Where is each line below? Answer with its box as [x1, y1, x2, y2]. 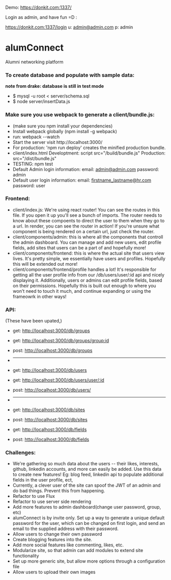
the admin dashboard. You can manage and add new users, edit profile [12, 239, 162, 245]
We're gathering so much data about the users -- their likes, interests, [12, 461, 159, 467]
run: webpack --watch [12, 134, 60, 140]
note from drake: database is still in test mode [5, 83, 104, 89]
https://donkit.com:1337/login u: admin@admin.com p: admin [5, 24, 133, 30]
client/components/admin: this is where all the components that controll [12, 234, 163, 240]
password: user [12, 182, 46, 188]
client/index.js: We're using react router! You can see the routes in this [12, 207, 160, 213]
